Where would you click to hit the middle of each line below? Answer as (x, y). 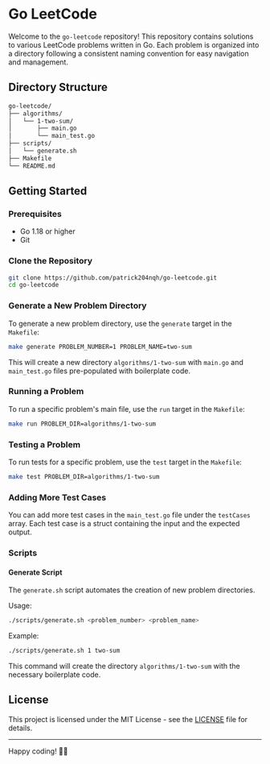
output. (20, 532)
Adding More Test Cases (57, 497)
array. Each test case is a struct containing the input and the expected (124, 524)
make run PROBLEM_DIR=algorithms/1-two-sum (82, 424)
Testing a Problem (45, 444)
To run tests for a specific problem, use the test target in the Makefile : (125, 462)
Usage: (20, 606)
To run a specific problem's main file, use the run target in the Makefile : (127, 409)
